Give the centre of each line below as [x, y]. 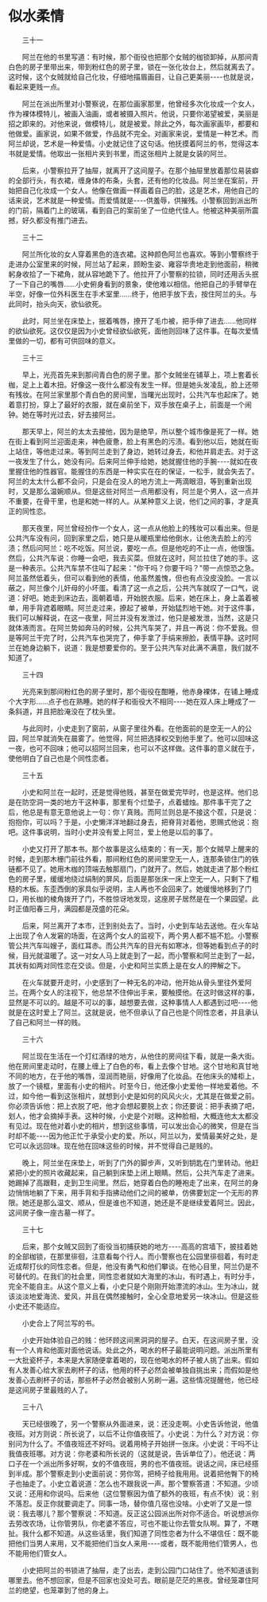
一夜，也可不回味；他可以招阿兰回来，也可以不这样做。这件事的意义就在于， [133, 748]
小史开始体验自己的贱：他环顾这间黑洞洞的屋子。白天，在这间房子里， [137, 1340]
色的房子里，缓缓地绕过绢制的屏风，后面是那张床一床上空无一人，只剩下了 [130, 878]
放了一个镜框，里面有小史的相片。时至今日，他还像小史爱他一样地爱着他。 [130, 1086]
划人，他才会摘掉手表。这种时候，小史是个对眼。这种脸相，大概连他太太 [126, 1116]
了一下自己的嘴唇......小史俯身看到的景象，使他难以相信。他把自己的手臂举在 [133, 284]
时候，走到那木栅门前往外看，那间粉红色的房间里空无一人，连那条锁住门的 [130, 858]
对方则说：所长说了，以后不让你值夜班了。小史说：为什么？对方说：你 [144, 1433]
